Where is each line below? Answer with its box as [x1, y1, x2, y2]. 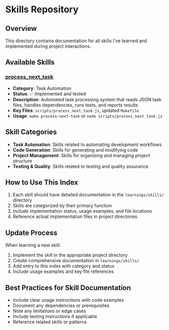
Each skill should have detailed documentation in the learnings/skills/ [12, 192, 164, 198]
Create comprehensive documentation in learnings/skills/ [12, 258, 139, 264]
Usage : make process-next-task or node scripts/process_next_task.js [12, 113, 163, 119]
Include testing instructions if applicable [12, 313, 97, 319]
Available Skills [5, 58, 55, 67]
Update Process [5, 228, 57, 237]
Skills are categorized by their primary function [12, 203, 112, 209]
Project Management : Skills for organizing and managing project [12, 152, 150, 158]
